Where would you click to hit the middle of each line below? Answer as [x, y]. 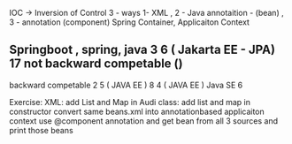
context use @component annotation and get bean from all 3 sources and [144, 121]
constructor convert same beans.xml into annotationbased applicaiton [137, 111]
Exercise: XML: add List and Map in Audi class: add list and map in [130, 102]
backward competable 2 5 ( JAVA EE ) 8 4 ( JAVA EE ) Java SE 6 [126, 85]
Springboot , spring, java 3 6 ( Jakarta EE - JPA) [142, 50]
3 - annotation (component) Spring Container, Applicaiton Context [130, 22]
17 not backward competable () [96, 64]
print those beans [41, 130]
